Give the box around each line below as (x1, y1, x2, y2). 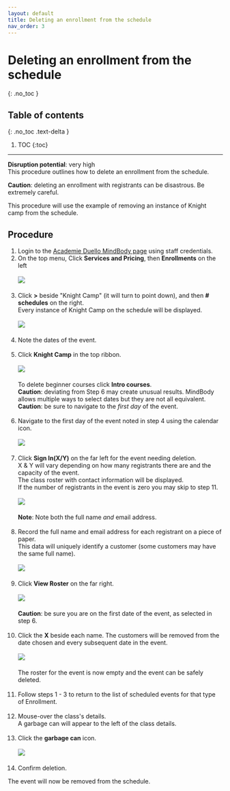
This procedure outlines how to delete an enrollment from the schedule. (8, 168, 210, 176)
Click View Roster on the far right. (17, 579, 115, 588)
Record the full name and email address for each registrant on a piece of (17, 527, 222, 536)
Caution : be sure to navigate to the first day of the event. (17, 402, 178, 410)
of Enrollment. (17, 697, 57, 705)
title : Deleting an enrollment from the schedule (8, 16, 152, 23)
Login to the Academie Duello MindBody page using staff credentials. (17, 247, 214, 255)
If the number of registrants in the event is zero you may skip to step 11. (17, 483, 218, 491)
